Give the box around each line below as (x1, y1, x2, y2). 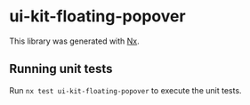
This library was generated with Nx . (9, 36, 140, 46)
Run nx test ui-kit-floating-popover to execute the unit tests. (9, 85, 242, 95)
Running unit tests (9, 61, 113, 77)
